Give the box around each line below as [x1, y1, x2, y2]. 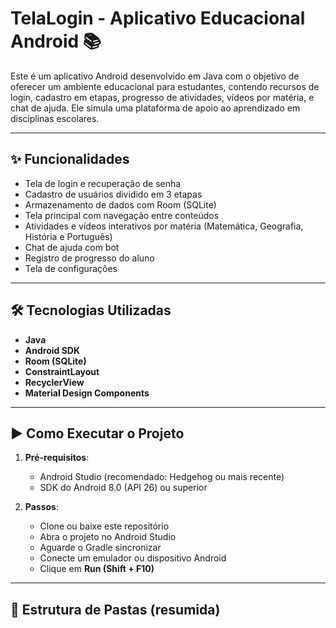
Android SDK [24, 344, 81, 356]
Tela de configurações [24, 262, 118, 274]
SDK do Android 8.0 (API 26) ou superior [39, 482, 208, 494]
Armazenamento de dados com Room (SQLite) [24, 198, 217, 211]
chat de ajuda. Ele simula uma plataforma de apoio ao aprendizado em [10, 102, 301, 114]
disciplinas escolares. [10, 112, 100, 124]
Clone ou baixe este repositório [39, 520, 170, 532]
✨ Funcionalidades [10, 151, 130, 168]
